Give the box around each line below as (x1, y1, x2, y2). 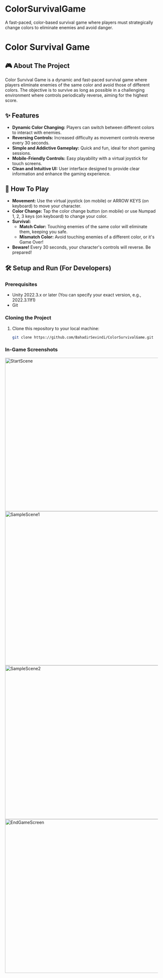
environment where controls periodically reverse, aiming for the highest (5, 92, 148, 98)
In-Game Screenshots (5, 346, 58, 353)
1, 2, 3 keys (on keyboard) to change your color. (12, 213, 108, 219)
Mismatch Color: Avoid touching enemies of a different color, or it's (19, 234, 155, 240)
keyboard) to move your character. (12, 203, 81, 209)
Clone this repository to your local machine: (12, 325, 99, 331)
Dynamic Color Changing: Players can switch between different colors (12, 124, 154, 130)
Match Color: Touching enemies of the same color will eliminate (19, 223, 147, 229)
